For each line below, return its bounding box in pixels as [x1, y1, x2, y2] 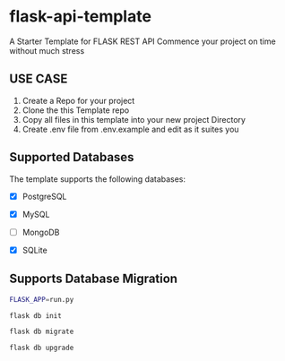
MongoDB [22, 227, 60, 237]
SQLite [22, 245, 47, 255]
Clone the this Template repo [22, 105, 130, 116]
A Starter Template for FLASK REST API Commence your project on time [9, 36, 276, 47]
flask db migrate [9, 327, 74, 337]
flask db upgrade [9, 343, 74, 353]
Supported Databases [9, 150, 134, 165]
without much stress [9, 45, 85, 56]
